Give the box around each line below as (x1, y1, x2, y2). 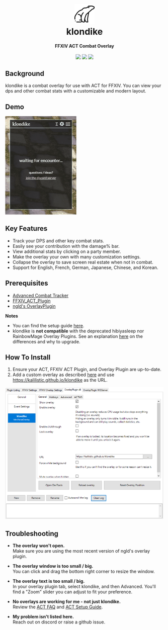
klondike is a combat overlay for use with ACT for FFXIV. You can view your (5, 82, 161, 88)
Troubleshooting (5, 529, 59, 538)
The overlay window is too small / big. (12, 563, 94, 569)
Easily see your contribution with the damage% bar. (12, 243, 120, 249)
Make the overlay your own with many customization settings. (12, 253, 141, 259)
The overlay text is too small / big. (12, 578, 85, 584)
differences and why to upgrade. (12, 338, 80, 344)
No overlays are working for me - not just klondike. (12, 599, 121, 605)
